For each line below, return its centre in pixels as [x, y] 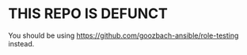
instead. [21, 43]
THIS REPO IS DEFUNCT [88, 14]
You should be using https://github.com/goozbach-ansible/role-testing [123, 35]
